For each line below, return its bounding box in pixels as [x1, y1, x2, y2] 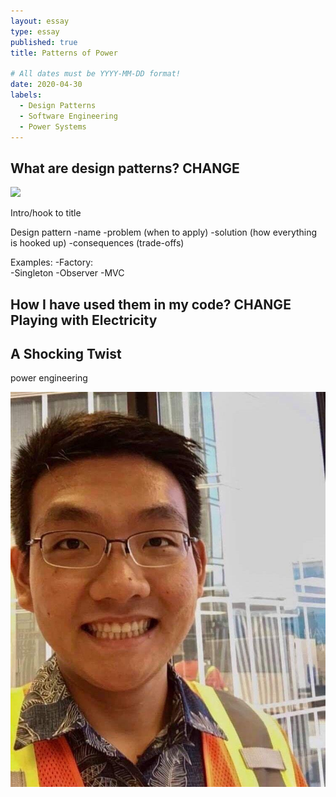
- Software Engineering [19, 111, 118, 121]
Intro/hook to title [10, 207, 82, 219]
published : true [10, 37, 78, 47]
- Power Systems [19, 121, 87, 132]
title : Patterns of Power [10, 48, 118, 58]
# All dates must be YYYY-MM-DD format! [10, 69, 182, 79]
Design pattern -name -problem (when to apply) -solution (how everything [10, 226, 318, 239]
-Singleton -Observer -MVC [10, 267, 125, 279]
